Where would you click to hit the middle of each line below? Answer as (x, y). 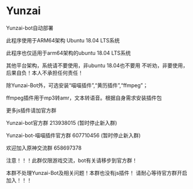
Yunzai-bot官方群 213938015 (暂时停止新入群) (62, 122)
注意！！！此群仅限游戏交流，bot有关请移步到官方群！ (72, 160)
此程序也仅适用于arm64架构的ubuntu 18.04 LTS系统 (68, 53)
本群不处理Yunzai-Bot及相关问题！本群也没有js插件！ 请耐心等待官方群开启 (97, 173)
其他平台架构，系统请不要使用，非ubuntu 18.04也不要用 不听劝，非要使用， (97, 65)
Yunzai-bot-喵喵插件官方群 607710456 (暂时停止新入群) (73, 135)
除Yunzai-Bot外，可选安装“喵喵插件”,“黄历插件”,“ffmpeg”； (77, 85)
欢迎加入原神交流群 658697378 (44, 148)
